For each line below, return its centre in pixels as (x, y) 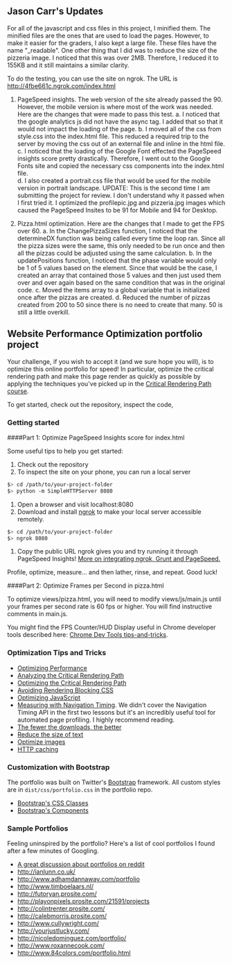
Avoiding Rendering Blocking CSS (65, 690)
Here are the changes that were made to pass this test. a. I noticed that (118, 114)
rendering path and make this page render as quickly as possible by (104, 376)
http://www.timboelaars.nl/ (55, 887)
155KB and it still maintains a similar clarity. (68, 65)
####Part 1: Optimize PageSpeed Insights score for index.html (96, 438)
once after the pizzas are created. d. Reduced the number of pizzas (114, 297)
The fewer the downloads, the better (69, 727)
